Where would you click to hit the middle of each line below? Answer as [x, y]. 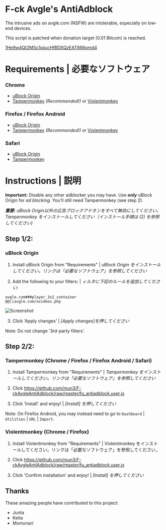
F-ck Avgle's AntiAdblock [59, 9]
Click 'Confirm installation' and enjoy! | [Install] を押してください [78, 475]
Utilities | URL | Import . [30, 419]
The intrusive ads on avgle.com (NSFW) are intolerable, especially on [76, 23]
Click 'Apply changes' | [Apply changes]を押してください [71, 321]
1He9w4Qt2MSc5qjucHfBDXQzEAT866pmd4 [51, 47]
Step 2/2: [20, 347]
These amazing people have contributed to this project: [62, 503]
